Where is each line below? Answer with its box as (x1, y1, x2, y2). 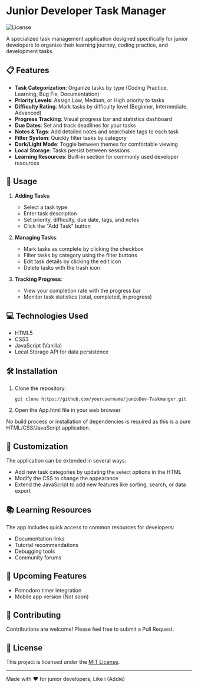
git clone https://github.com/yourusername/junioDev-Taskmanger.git (14, 397, 187, 402)
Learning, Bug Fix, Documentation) (14, 90, 100, 97)
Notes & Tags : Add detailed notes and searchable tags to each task (14, 128, 179, 135)
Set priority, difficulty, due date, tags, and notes (23, 216, 140, 223)
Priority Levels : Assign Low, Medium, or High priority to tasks (14, 96, 165, 104)
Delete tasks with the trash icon (23, 264, 100, 271)
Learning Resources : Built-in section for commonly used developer (14, 153, 179, 160)
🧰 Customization (6, 441, 68, 451)
